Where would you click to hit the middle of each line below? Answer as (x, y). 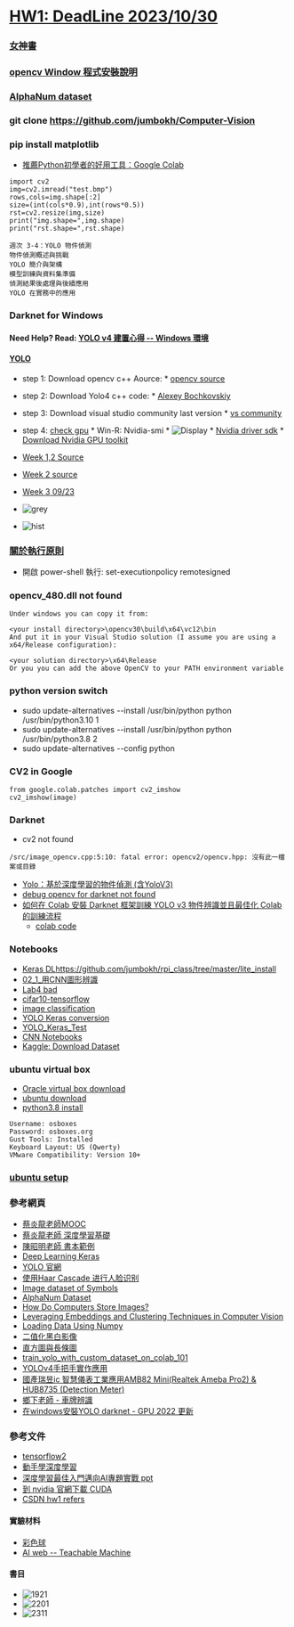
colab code (56, 926)
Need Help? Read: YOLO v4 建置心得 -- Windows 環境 (109, 338)
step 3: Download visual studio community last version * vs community (152, 413)
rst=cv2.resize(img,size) (57, 213)
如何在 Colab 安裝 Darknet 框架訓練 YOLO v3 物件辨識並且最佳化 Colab (152, 905)
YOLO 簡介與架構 (36, 265)
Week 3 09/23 (48, 491)
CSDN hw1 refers (53, 1500)
